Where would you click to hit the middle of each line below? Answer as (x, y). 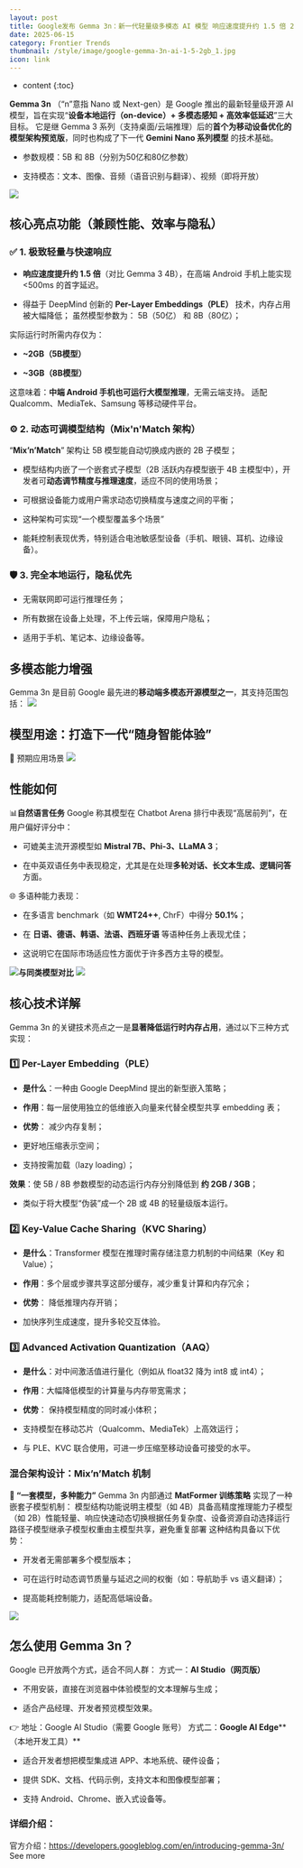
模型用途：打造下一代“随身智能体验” (110, 735)
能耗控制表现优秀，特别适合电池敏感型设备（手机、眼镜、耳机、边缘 (149, 538)
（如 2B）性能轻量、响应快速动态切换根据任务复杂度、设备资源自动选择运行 (150, 1518)
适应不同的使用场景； (181, 480)
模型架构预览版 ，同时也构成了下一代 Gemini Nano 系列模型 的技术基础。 (144, 138)
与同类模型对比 (46, 972)
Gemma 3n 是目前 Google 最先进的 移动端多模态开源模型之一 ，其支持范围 (145, 692)
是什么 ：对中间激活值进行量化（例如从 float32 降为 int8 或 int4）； (144, 1372)
